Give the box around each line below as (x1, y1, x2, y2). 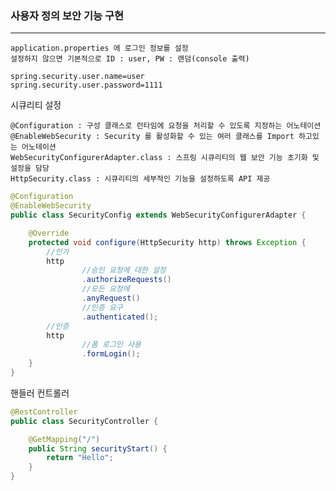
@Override (28, 228, 70, 238)
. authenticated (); (81, 312, 159, 322)
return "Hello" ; (46, 453, 114, 463)
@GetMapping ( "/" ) (28, 434, 101, 444)
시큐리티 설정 (10, 99, 62, 111)
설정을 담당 (10, 163, 50, 174)
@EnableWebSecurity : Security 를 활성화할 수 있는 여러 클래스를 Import (10, 132, 295, 142)
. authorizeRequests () (81, 275, 172, 285)
